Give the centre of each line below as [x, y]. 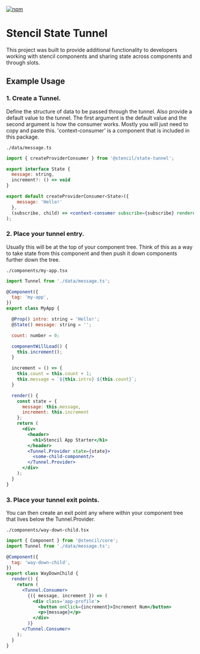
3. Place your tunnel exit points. [53, 500]
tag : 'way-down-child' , [41, 562]
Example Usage [36, 82]
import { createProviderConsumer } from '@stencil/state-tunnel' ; [90, 158]
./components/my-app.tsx [37, 271]
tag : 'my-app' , [30, 297]
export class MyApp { [33, 308]
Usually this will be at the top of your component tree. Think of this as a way [99, 247]
